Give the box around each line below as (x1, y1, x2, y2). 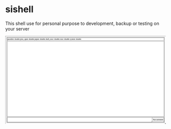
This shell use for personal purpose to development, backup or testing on (5, 20, 159, 26)
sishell (5, 4, 34, 15)
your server (5, 25, 30, 31)
